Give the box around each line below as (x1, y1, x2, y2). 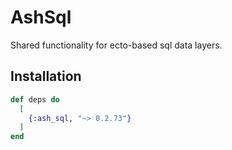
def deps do (10, 94, 60, 105)
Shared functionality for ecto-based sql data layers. (10, 39, 223, 51)
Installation (10, 68, 82, 85)
